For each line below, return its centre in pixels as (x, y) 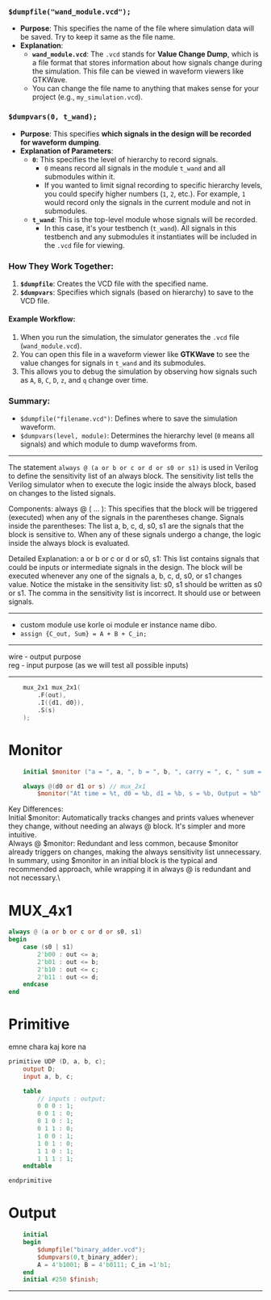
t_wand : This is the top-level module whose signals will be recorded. (145, 219)
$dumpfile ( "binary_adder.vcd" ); (92, 1250)
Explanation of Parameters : (67, 151)
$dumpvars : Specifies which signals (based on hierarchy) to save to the (137, 292)
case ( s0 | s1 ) (48, 947)
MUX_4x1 (40, 910)
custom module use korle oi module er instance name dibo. (119, 625)
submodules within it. (79, 176)
